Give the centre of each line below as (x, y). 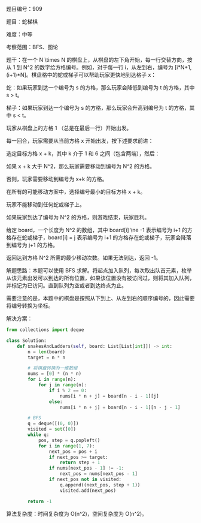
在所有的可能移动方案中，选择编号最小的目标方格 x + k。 (76, 192)
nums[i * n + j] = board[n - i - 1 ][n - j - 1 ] (120, 407)
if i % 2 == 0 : (68, 390)
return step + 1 (80, 463)
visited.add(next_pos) (88, 491)
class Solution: (26, 341)
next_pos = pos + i (73, 452)
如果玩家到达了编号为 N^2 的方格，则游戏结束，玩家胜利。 (78, 217)
